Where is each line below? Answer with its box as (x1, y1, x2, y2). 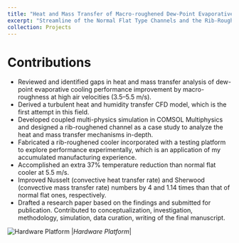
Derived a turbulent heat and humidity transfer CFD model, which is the (17, 100, 227, 109)
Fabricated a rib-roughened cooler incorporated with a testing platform (17, 138, 226, 146)
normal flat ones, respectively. (17, 191, 107, 200)
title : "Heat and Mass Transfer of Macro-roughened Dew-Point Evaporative (7, 10, 234, 18)
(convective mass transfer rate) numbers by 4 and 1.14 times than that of (17, 183, 230, 192)
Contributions (7, 54, 91, 70)
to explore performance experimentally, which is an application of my (17, 146, 221, 154)
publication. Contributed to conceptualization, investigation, (17, 206, 193, 215)
